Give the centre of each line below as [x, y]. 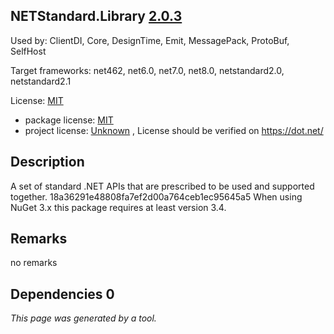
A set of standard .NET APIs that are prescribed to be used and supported [162, 186]
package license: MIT [69, 120]
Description [47, 162]
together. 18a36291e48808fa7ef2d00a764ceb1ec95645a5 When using [156, 196]
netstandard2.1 [41, 81]
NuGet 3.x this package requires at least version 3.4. [118, 207]
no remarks [34, 263]
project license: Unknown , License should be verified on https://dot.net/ [174, 130]
